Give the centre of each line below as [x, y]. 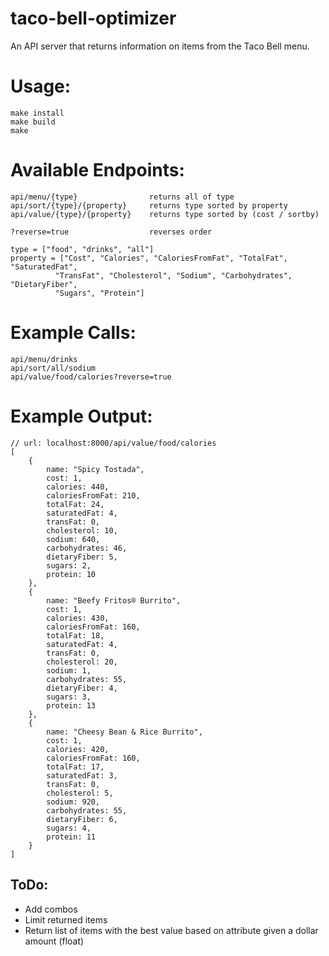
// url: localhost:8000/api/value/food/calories [113, 443]
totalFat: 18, [75, 635]
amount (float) [54, 941]
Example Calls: [73, 333]
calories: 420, [78, 749]
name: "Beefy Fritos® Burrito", [114, 600]
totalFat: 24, [75, 504]
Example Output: [81, 416]
